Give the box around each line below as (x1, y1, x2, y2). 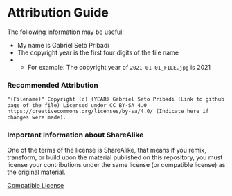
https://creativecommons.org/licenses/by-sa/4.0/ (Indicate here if (7, 108, 209, 115)
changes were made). (7, 114, 67, 121)
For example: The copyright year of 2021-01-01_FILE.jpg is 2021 (27, 63, 211, 71)
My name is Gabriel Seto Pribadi (17, 41, 109, 49)
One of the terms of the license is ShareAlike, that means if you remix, (7, 146, 206, 154)
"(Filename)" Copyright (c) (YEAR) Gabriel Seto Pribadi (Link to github (7, 96, 225, 103)
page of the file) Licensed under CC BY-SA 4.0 (7, 102, 148, 109)
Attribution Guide (7, 5, 109, 21)
